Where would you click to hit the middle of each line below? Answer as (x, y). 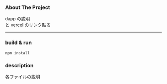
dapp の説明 (18, 19)
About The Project (28, 7)
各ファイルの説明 (23, 77)
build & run (19, 42)
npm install (17, 53)
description (19, 65)
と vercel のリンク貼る (28, 25)
